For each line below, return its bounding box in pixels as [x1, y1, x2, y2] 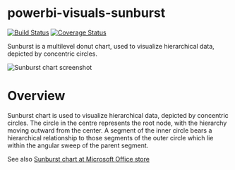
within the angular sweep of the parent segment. [7, 141, 149, 150]
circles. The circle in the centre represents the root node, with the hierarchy [7, 119, 227, 127]
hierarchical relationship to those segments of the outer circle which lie [7, 133, 214, 142]
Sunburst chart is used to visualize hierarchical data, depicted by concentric [7, 111, 229, 119]
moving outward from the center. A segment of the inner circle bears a [7, 126, 212, 135]
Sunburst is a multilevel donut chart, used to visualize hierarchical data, [7, 42, 215, 50]
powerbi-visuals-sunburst [7, 5, 166, 21]
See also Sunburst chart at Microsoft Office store [7, 154, 150, 163]
